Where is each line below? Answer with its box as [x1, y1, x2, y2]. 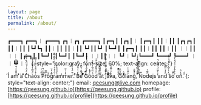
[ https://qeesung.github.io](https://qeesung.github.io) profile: [7, 86, 161, 93]
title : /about [7, 14, 44, 21]
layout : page [7, 8, 41, 15]
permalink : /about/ [7, 20, 57, 26]
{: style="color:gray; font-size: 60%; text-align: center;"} [31, 60, 173, 67]
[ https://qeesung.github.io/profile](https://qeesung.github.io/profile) [7, 92, 178, 100]
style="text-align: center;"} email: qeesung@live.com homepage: [7, 79, 171, 86]
